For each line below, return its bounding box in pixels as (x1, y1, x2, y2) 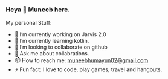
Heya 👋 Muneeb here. (5, 5, 71, 14)
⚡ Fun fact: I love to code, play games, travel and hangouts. (14, 66, 163, 73)
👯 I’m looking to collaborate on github (14, 43, 108, 51)
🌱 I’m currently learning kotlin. (14, 37, 89, 45)
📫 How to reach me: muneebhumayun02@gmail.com (14, 57, 149, 64)
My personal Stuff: (5, 19, 52, 27)
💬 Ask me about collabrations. (14, 50, 89, 57)
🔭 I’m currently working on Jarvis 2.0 (14, 31, 106, 38)
